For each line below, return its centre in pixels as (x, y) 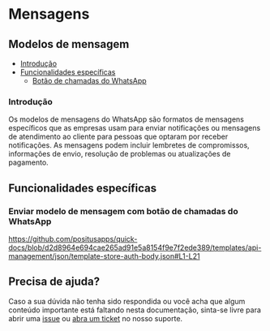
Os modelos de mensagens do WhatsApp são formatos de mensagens (126, 119)
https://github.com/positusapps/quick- (73, 239)
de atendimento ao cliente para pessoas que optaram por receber (118, 137)
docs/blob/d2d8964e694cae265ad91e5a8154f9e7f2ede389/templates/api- (135, 247)
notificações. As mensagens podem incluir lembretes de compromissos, (129, 145)
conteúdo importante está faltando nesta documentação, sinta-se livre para (135, 310)
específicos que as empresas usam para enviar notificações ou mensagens (135, 128)
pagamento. (28, 162)
